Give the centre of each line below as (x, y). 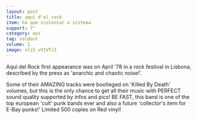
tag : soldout (22, 39)
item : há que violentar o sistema (49, 22)
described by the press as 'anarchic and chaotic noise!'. (74, 73)
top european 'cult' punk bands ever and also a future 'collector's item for (96, 103)
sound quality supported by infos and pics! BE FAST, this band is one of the (98, 97)
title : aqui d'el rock (34, 17)
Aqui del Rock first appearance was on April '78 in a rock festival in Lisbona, (99, 67)
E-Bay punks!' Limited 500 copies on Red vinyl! (64, 109)
